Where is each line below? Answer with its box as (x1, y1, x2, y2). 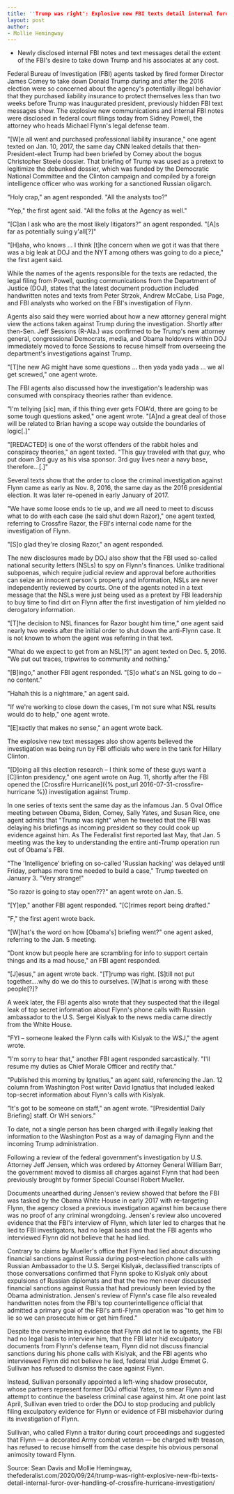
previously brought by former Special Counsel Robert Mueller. (7, 1175, 185, 1184)
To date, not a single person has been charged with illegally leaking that (7, 1125, 214, 1134)
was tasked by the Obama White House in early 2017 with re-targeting (7, 1196, 209, 1205)
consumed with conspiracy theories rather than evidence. (7, 391, 173, 399)
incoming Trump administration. (7, 1140, 99, 1148)
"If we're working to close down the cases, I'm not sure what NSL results (7, 703, 217, 711)
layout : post (7, 17, 45, 24)
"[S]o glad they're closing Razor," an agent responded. (7, 540, 164, 549)
